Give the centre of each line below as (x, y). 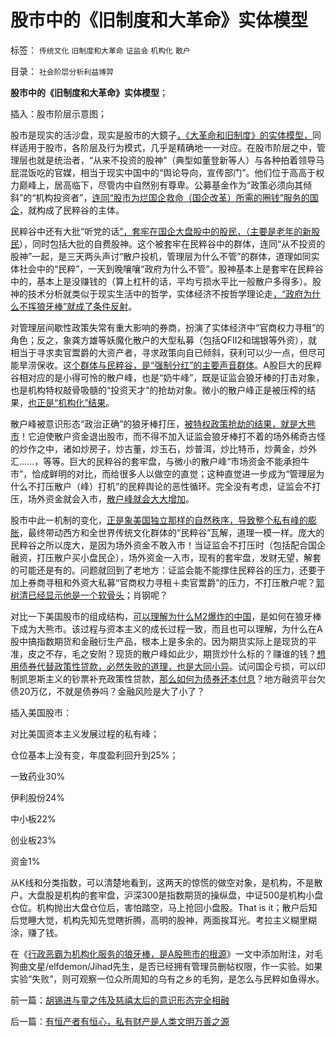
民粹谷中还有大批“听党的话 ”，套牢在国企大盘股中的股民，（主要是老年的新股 (165, 231)
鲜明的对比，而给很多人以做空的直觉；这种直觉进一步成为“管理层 (183, 473)
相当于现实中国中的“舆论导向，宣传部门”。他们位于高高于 (198, 172)
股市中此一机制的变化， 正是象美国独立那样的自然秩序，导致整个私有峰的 (159, 520)
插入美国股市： (41, 712)
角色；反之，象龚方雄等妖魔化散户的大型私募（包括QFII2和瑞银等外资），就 (164, 340)
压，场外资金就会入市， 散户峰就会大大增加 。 (102, 498)
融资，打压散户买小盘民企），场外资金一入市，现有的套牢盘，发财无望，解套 (166, 557)
